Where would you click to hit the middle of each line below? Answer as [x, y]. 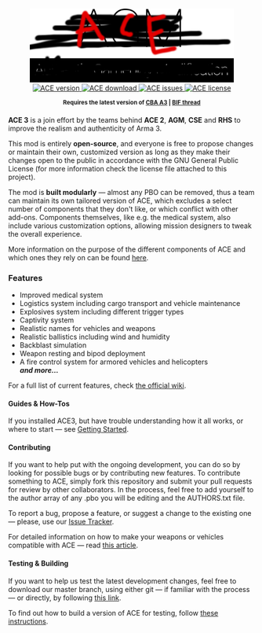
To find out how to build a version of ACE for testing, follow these [113, 613]
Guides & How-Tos [39, 403]
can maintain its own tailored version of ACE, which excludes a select [120, 201]
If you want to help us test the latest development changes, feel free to [122, 581]
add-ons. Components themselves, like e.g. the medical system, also [120, 217]
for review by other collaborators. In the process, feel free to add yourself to [131, 490]
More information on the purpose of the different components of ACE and [127, 249]
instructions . [28, 621]
